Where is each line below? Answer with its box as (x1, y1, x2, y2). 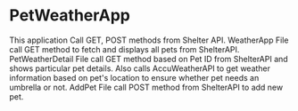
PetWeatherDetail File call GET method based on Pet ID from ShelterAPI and (9, 53, 288, 64)
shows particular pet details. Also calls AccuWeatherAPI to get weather (9, 63, 270, 74)
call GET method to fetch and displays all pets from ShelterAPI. (9, 44, 240, 54)
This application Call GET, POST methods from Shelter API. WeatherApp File (9, 35, 289, 45)
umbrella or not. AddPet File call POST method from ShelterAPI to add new (9, 82, 284, 92)
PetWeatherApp (9, 5, 131, 26)
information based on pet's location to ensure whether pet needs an (9, 72, 260, 83)
